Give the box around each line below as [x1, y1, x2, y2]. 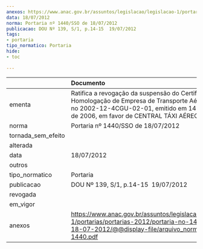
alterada [9, 141, 33, 149]
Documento [71, 79, 106, 87]
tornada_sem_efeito [9, 131, 65, 140]
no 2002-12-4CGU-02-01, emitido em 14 [71, 104, 196, 112]
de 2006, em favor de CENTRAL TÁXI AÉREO [71, 111, 199, 120]
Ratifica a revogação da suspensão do [71, 89, 179, 97]
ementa [9, 100, 31, 109]
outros [9, 161, 28, 169]
